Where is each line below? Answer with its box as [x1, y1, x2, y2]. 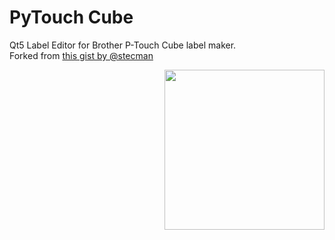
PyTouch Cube [9, 6, 134, 29]
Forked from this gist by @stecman [9, 49, 154, 61]
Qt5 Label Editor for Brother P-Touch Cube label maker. [9, 39, 237, 51]
